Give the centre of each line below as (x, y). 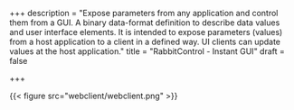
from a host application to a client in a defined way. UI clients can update (145, 41)
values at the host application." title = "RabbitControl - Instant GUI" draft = (147, 51)
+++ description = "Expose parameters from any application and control (144, 13)
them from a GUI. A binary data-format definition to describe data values (145, 23)
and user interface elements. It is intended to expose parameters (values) (146, 32)
